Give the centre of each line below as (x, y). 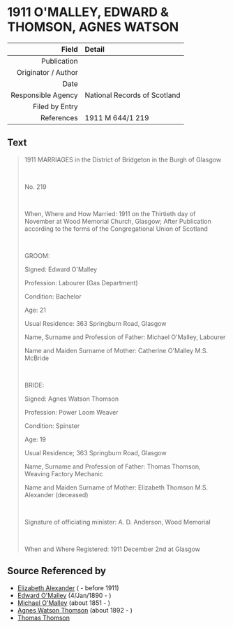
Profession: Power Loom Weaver (71, 412)
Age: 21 (35, 310)
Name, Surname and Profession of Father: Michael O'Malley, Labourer (125, 337)
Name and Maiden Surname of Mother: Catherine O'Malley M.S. (116, 350)
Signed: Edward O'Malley (61, 269)
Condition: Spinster (52, 426)
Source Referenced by (57, 571)
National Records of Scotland (133, 95)
